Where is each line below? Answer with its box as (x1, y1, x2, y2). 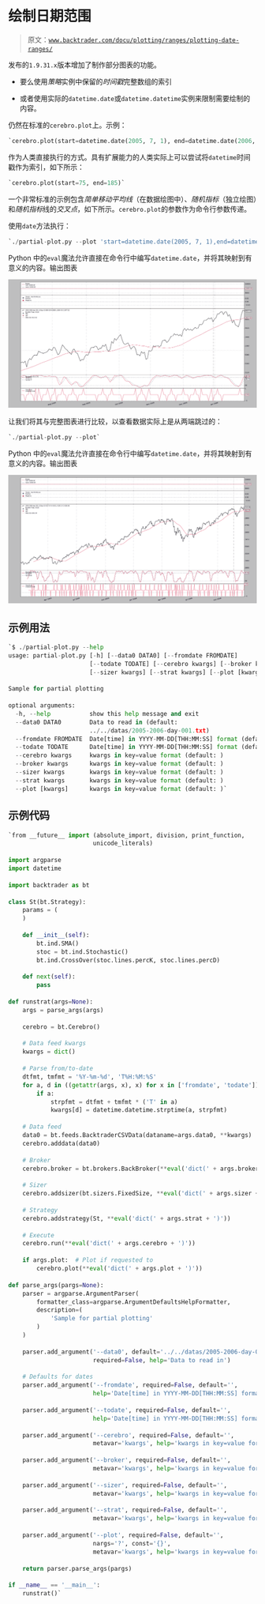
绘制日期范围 (8, 7, 92, 25)
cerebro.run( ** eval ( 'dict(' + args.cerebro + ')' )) (22, 1240, 196, 1248)
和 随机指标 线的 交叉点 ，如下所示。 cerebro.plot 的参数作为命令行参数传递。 (8, 204, 251, 213)
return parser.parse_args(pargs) (22, 1564, 132, 1572)
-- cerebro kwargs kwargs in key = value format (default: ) (15, 751, 224, 759)
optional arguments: (8, 702, 77, 710)
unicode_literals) (92, 839, 154, 848)
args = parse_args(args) (22, 1006, 104, 1014)
